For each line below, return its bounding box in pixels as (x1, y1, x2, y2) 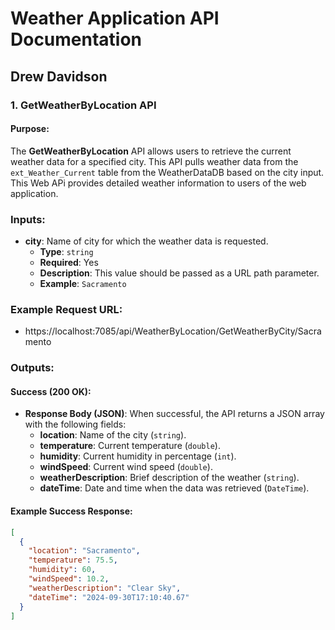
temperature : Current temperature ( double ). (39, 440, 221, 452)
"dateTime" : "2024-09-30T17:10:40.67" (28, 592, 190, 602)
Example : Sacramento (39, 278, 127, 289)
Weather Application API (10, 7, 220, 30)
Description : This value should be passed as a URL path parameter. (39, 267, 320, 279)
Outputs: (10, 361, 55, 375)
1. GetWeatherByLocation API (10, 98, 157, 112)
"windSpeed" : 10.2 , (28, 574, 110, 584)
